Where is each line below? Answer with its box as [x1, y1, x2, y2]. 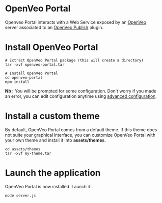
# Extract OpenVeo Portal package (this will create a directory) [5, 58, 144, 63]
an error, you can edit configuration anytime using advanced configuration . [5, 93, 157, 99]
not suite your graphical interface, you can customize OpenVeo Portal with [5, 132, 156, 138]
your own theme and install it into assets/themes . [5, 137, 106, 143]
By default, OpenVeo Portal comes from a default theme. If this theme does [5, 126, 157, 133]
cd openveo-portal [5, 75, 43, 80]
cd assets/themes [5, 146, 41, 151]
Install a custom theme [5, 111, 100, 122]
